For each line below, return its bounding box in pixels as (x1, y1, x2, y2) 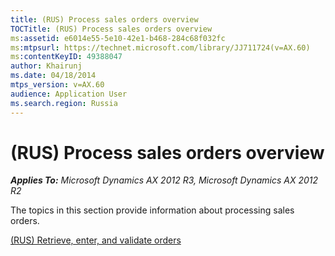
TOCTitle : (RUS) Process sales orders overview (10, 24, 213, 34)
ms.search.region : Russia (10, 98, 118, 108)
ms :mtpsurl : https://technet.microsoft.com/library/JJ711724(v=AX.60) (10, 42, 311, 53)
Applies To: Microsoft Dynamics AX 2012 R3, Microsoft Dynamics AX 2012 (10, 174, 319, 186)
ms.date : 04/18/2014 (10, 71, 97, 81)
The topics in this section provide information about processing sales (10, 204, 295, 216)
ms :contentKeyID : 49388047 (10, 52, 123, 62)
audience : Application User (10, 89, 128, 99)
